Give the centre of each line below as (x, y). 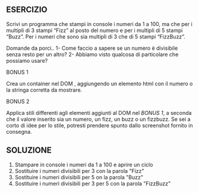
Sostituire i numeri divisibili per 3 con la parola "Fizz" (79, 171)
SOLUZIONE (29, 150)
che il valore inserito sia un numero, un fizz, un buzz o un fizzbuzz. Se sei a (99, 119)
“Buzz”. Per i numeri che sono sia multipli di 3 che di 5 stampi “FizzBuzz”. (96, 36)
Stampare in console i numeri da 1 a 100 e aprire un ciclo (84, 165)
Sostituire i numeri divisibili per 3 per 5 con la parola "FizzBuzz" (93, 184)
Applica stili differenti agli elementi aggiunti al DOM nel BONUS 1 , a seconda (99, 112)
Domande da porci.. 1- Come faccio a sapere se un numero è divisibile (92, 48)
